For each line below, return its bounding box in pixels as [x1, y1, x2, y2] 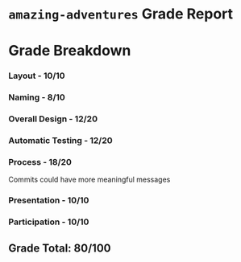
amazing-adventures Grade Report [8, 5, 234, 23]
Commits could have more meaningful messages [8, 174, 171, 185]
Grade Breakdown [8, 42, 131, 60]
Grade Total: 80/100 [8, 241, 111, 255]
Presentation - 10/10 [8, 194, 89, 206]
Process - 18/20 [8, 156, 73, 167]
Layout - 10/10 [8, 70, 66, 81]
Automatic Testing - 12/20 [8, 135, 113, 146]
